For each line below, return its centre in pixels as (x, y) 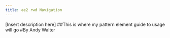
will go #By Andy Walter (30, 30)
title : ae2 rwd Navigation (34, 10)
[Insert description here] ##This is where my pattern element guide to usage (85, 24)
